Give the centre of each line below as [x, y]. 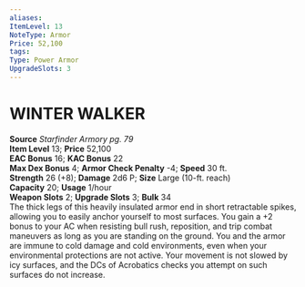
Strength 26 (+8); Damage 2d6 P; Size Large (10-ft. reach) [120, 178]
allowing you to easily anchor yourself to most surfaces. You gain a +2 [141, 216]
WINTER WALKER [77, 114]
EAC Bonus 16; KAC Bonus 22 [66, 158]
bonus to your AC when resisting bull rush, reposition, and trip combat [141, 226]
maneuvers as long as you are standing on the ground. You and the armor [147, 236]
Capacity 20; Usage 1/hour [61, 187]
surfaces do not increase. [57, 274]
